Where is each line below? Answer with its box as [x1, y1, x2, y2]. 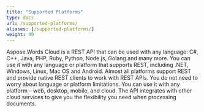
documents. [6, 100, 37, 107]
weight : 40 [6, 32, 34, 38]
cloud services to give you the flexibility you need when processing [6, 94, 176, 101]
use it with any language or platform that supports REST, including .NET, [6, 61, 189, 69]
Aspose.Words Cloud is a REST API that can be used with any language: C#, [6, 48, 198, 55]
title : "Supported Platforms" [6, 9, 84, 15]
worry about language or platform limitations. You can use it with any [6, 80, 180, 88]
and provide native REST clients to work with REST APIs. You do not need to [6, 74, 198, 82]
